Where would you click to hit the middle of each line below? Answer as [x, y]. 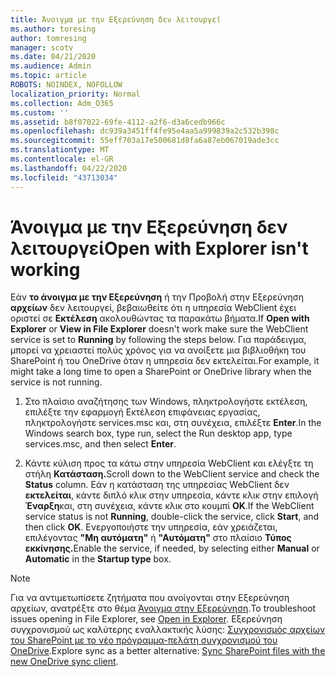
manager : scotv [42, 47]
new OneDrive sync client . [64, 662]
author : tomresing [48, 38]
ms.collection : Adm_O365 [62, 103]
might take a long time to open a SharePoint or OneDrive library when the [161, 372]
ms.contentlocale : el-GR [62, 159]
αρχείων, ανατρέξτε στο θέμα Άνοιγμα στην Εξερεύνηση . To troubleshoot [163, 608]
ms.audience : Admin [51, 66]
